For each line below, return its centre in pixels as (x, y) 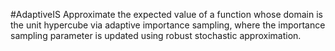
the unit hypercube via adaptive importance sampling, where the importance (168, 25)
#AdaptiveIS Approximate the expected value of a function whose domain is (166, 14)
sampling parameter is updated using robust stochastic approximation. (156, 35)
